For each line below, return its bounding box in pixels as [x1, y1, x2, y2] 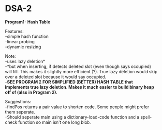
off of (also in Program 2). [5, 89, 58, 95]
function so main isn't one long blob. [18, 119, 91, 125]
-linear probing [5, 38, 35, 44]
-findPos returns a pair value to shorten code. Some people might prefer [5, 104, 149, 110]
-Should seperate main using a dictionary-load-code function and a [5, 114, 139, 120]
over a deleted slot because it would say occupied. [5, 74, 106, 80]
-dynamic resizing [5, 44, 41, 49]
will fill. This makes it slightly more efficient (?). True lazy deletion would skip [5, 68, 158, 74]
